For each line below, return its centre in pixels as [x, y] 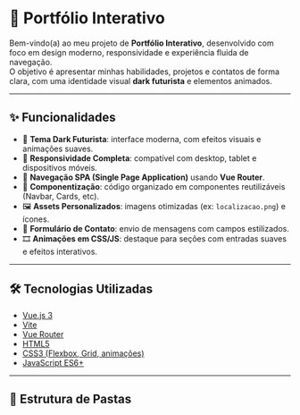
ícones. [36, 219]
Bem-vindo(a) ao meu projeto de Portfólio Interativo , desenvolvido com [142, 43]
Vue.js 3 [37, 315]
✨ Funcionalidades [62, 118]
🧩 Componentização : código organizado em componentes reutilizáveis [154, 186]
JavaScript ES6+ [53, 362]
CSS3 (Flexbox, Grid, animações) [83, 353]
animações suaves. [58, 148]
